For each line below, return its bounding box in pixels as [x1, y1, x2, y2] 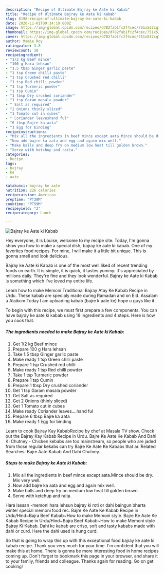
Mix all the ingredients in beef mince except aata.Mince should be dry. [12, 472, 154, 478]
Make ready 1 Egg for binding [12, 419, 72, 425]
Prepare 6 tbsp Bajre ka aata [12, 413, 70, 419]
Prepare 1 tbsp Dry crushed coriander [12, 383, 88, 389]
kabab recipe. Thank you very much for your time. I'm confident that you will [5, 543, 159, 549]
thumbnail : [5, 30, 28, 35]
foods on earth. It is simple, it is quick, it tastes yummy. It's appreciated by [5, 268, 154, 274]
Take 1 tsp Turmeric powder [12, 372, 69, 378]
